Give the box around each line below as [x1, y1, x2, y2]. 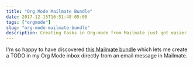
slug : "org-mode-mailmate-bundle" [6, 24, 91, 31]
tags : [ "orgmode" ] [6, 19, 51, 25]
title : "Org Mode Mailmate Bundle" [6, 8, 93, 15]
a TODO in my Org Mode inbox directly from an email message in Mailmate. [6, 52, 188, 59]
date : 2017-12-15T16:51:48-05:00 [6, 14, 88, 20]
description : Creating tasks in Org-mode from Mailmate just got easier [6, 30, 187, 36]
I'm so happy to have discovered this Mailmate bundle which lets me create [6, 46, 188, 53]
